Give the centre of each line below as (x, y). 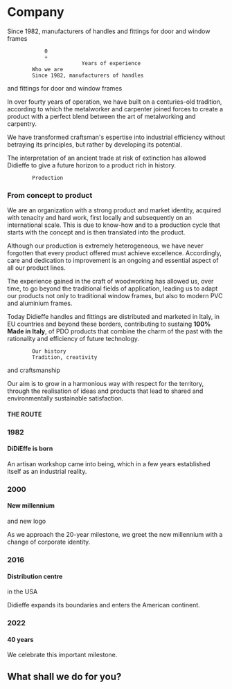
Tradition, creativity (65, 358)
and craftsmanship (34, 370)
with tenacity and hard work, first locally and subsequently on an (99, 218)
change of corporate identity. (49, 542)
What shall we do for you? (64, 676)
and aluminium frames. (40, 303)
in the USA (23, 591)
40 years (20, 639)
